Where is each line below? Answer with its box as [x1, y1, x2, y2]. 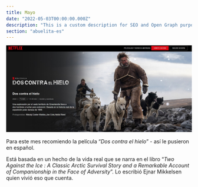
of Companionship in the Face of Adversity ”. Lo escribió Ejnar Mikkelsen [6, 168, 181, 175]
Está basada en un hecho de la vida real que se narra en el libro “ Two [6, 155, 175, 162]
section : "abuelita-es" [6, 28, 65, 34]
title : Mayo [6, 9, 35, 15]
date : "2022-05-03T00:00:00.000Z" [6, 15, 91, 22]
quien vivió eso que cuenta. [6, 174, 74, 181]
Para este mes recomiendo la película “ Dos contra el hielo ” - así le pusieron [6, 137, 190, 145]
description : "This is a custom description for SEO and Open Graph [6, 22, 178, 28]
